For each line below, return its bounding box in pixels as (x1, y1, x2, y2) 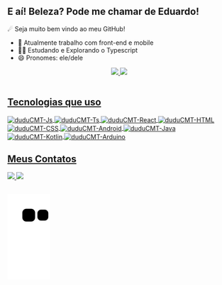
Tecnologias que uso (7, 96, 101, 109)
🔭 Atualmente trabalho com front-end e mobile (17, 38, 154, 47)
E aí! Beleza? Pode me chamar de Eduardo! (7, 6, 200, 18)
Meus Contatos (7, 153, 77, 166)
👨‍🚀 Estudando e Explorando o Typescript (17, 45, 138, 54)
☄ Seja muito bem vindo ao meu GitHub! (7, 24, 126, 33)
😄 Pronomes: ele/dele (17, 53, 84, 62)
